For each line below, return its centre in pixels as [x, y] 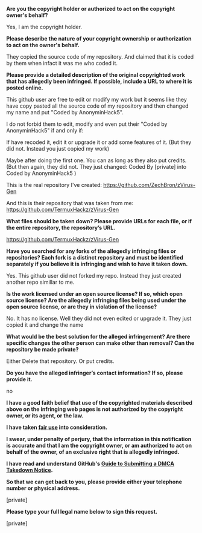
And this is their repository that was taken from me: [70, 203]
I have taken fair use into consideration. [57, 427]
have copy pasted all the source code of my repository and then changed [97, 106]
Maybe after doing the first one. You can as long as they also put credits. [96, 160]
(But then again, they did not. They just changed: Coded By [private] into [96, 167]
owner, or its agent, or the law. [45, 416]
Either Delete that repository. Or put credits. [60, 361]
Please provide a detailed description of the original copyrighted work [96, 75]
